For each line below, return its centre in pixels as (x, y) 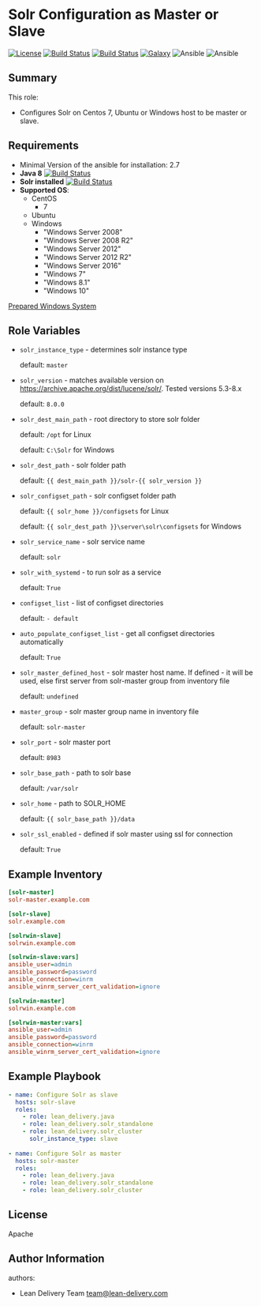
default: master (44, 365)
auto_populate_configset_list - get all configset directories (117, 634)
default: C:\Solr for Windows (67, 450)
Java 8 (31, 173)
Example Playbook (54, 1076)
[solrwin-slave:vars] (44, 958)
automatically (41, 642)
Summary (33, 78)
